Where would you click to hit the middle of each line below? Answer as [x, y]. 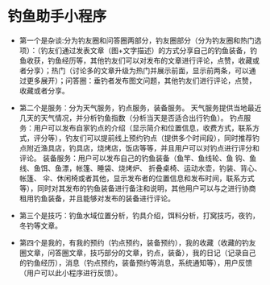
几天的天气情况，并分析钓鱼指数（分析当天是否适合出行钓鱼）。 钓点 [131, 118]
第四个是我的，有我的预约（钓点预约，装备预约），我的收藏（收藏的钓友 [137, 242]
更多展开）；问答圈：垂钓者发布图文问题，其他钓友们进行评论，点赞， [141, 81]
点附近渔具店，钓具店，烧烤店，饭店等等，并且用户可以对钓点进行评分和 [139, 148]
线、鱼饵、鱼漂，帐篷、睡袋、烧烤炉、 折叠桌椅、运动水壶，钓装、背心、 [140, 168]
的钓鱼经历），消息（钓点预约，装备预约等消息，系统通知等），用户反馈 [136, 262]
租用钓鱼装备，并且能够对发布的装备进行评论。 [97, 198]
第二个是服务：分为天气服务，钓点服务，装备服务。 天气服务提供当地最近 [140, 107]
